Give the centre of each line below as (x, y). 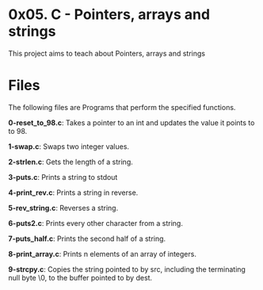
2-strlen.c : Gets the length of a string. (71, 162)
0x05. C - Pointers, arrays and (109, 15)
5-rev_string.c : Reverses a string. (63, 208)
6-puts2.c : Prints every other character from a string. (96, 223)
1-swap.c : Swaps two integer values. (69, 146)
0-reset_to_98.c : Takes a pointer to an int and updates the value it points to (131, 122)
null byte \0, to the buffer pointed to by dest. (80, 277)
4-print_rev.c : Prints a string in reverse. (73, 193)
